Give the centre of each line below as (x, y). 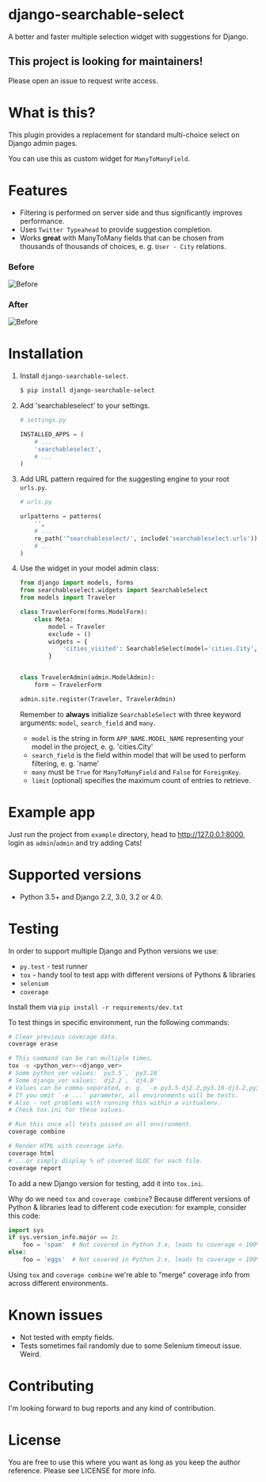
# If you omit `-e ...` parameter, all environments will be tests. (123, 1095)
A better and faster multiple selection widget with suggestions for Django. (128, 36)
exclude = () (70, 634)
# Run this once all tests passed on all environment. (101, 1124)
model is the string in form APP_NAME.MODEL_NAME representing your (138, 738)
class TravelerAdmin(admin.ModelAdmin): (87, 678)
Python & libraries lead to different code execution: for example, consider (127, 1207)
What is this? (52, 112)
